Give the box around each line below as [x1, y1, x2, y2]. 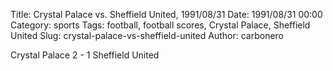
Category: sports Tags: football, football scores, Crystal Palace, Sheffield [10, 19, 311, 31]
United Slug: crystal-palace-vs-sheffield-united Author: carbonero [10, 30, 285, 41]
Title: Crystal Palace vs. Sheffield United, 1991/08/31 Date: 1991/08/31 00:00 [10, 9, 323, 20]
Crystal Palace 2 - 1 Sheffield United [10, 49, 160, 61]
